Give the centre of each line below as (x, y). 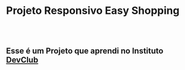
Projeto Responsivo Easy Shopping (93, 11)
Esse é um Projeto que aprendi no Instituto (85, 51)
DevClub (22, 60)
